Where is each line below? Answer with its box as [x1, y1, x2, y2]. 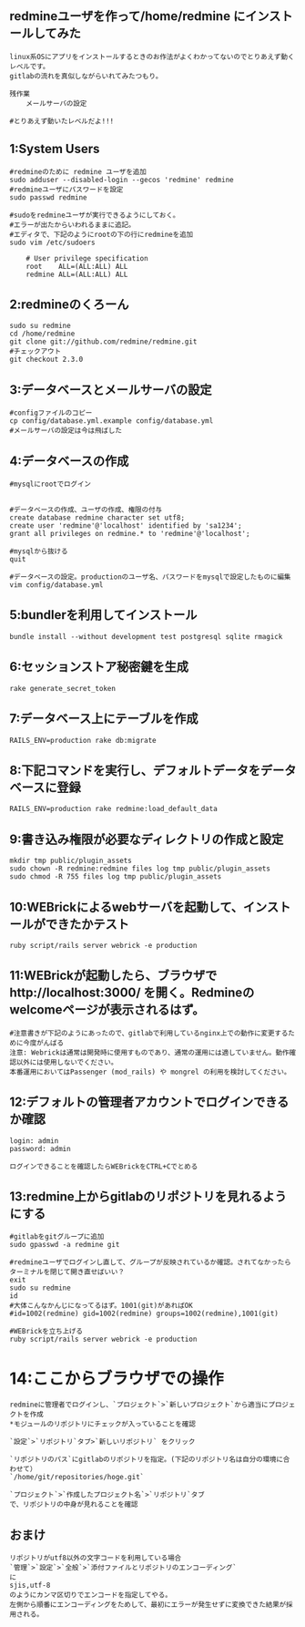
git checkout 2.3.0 [9, 355, 84, 365]
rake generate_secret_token [9, 684, 117, 693]
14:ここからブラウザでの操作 [9, 1368, 225, 1388]
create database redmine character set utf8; [9, 513, 185, 522]
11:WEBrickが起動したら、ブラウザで [9, 968, 218, 983]
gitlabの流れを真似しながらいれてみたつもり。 [9, 71, 163, 80]
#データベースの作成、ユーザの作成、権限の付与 [9, 505, 162, 515]
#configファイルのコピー [9, 408, 93, 417]
